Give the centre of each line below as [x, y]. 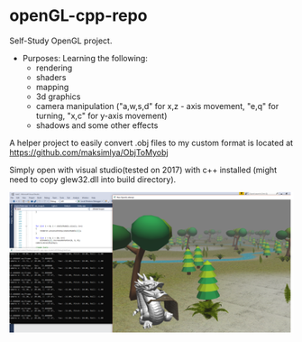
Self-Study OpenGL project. [61, 41]
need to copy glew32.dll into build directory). [93, 179]
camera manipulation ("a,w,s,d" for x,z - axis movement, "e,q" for [157, 106]
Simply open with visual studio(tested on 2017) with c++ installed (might [143, 170]
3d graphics [58, 97]
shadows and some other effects [97, 125]
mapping [52, 87]
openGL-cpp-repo [78, 16]
